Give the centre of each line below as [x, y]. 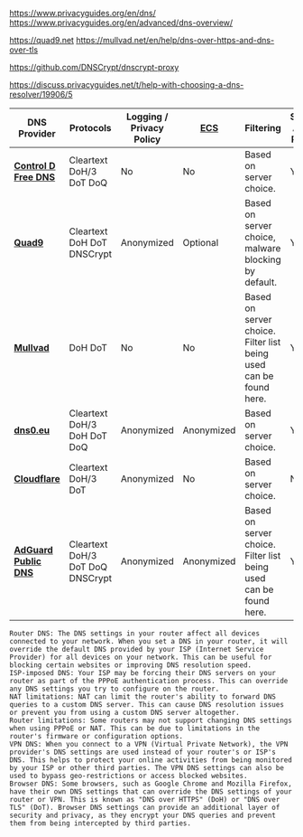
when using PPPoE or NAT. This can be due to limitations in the [134, 729]
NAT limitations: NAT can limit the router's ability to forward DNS [143, 697]
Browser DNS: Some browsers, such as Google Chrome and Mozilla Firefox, [151, 784]
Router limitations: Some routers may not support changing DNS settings [151, 720]
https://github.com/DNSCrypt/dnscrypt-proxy [94, 67]
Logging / [147, 117]
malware [263, 248]
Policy [147, 139]
